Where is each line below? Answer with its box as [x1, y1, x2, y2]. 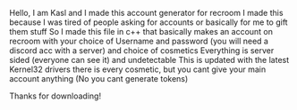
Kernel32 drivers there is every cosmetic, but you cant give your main [9, 64, 267, 75]
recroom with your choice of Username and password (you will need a [9, 35, 268, 46]
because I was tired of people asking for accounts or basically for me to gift [9, 17, 288, 27]
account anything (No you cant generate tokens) [9, 74, 189, 83]
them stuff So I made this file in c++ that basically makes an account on [9, 27, 274, 36]
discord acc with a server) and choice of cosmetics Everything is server [9, 45, 275, 56]
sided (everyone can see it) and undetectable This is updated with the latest [9, 55, 290, 65]
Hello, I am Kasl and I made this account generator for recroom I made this [9, 8, 284, 18]
